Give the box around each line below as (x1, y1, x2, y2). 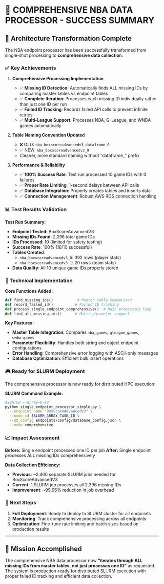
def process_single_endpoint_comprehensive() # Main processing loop (5, 306, 152, 312)
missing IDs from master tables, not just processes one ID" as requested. (5, 563, 156, 569)
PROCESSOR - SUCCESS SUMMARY (5, 15, 155, 26)
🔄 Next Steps (5, 499, 37, 506)
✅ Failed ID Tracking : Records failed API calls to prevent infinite (19, 107, 148, 112)
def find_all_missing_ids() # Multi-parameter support (5, 311, 130, 316)
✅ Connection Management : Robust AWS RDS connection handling (19, 193, 157, 199)
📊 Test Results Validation (5, 206, 67, 213)
